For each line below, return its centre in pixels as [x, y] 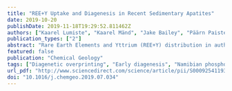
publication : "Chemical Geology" [55, 58]
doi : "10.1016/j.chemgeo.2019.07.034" [63, 77]
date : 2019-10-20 [32, 20]
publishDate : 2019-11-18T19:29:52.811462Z [69, 26]
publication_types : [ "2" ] [44, 39]
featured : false [30, 52]
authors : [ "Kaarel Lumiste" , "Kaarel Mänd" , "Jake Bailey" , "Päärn [106, 32]
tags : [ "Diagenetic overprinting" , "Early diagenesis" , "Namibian [105, 64]
